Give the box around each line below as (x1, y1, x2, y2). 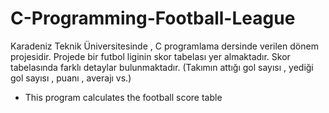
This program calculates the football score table (24, 91, 223, 103)
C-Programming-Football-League (10, 7, 296, 30)
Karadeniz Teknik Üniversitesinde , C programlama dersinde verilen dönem (10, 40, 319, 52)
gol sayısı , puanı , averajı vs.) (10, 72, 132, 84)
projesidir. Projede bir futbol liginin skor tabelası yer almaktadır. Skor (10, 50, 291, 62)
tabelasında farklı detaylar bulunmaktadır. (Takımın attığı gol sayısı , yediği (10, 61, 314, 73)
